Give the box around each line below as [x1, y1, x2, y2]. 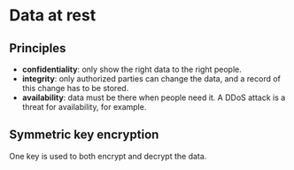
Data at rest [9, 5, 97, 26]
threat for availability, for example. [21, 102, 147, 112]
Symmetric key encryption [9, 127, 159, 143]
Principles [9, 41, 66, 56]
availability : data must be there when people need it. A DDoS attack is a [21, 92, 286, 103]
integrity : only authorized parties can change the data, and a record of [21, 73, 282, 84]
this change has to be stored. [21, 83, 129, 93]
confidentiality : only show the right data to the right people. [21, 64, 242, 74]
